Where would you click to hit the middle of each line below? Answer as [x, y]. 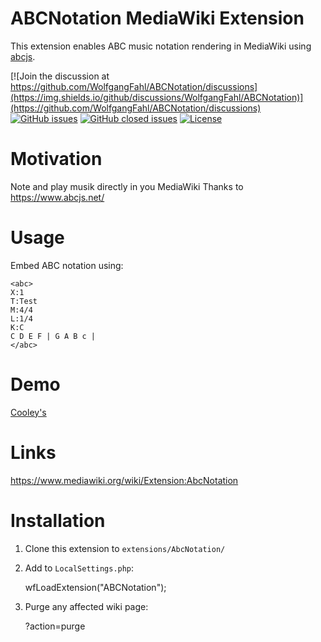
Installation [58, 520]
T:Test [24, 301]
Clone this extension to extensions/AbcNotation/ [125, 548]
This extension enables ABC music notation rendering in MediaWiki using [161, 46]
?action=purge [55, 626]
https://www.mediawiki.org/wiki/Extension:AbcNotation [124, 480]
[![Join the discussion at [60, 76]
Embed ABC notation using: [67, 265]
